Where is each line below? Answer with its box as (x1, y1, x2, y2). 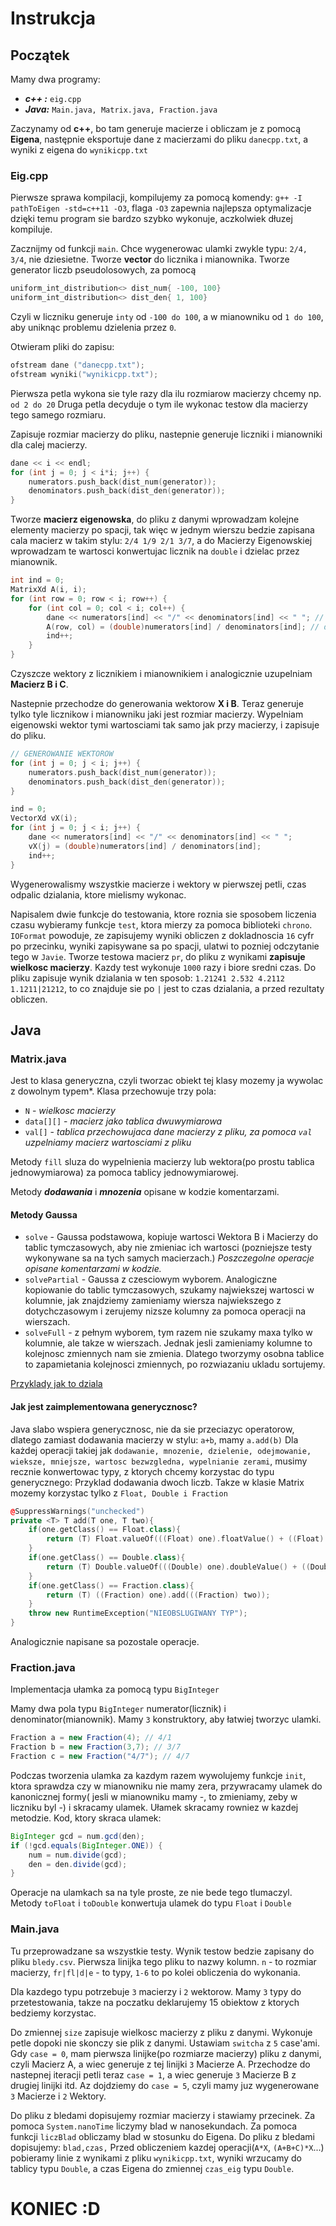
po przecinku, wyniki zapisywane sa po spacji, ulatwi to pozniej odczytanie (10, 940, 320, 952)
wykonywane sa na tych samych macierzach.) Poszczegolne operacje (24, 1252, 315, 1264)
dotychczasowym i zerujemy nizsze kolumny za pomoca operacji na (24, 1305, 307, 1317)
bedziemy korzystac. (10, 2007, 97, 2019)
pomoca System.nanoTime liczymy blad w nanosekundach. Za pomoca (10, 2120, 298, 2132)
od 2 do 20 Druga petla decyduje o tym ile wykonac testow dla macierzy (10, 398, 309, 410)
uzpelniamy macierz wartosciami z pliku (24, 1137, 192, 1149)
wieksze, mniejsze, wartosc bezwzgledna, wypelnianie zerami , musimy (10, 1455, 308, 1467)
